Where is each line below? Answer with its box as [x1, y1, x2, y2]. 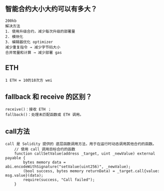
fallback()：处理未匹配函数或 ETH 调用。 [5, 112, 84, 117]
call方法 [5, 127, 30, 136]
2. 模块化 [5, 34, 23, 39]
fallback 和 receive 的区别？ [5, 93, 92, 101]
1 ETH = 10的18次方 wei [5, 78, 52, 83]
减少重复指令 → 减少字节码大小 [5, 44, 61, 50]
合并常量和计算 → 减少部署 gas [5, 50, 62, 55]
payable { [5, 156, 26, 161]
